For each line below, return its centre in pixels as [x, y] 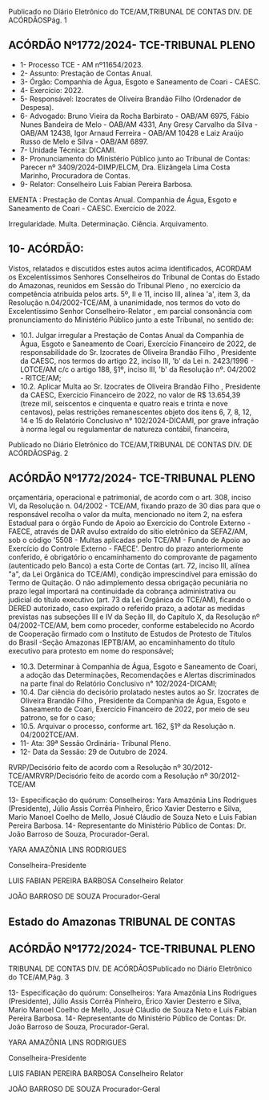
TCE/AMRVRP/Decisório [48, 776]
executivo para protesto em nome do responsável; [91, 651]
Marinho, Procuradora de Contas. [75, 175]
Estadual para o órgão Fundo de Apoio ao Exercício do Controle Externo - [129, 523]
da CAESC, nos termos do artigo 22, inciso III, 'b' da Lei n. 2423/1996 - [137, 361]
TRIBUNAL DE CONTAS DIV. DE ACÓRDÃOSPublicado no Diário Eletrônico [130, 968]
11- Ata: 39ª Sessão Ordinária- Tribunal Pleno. [95, 744]
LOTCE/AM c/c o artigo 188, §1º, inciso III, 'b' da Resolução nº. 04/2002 [138, 369]
